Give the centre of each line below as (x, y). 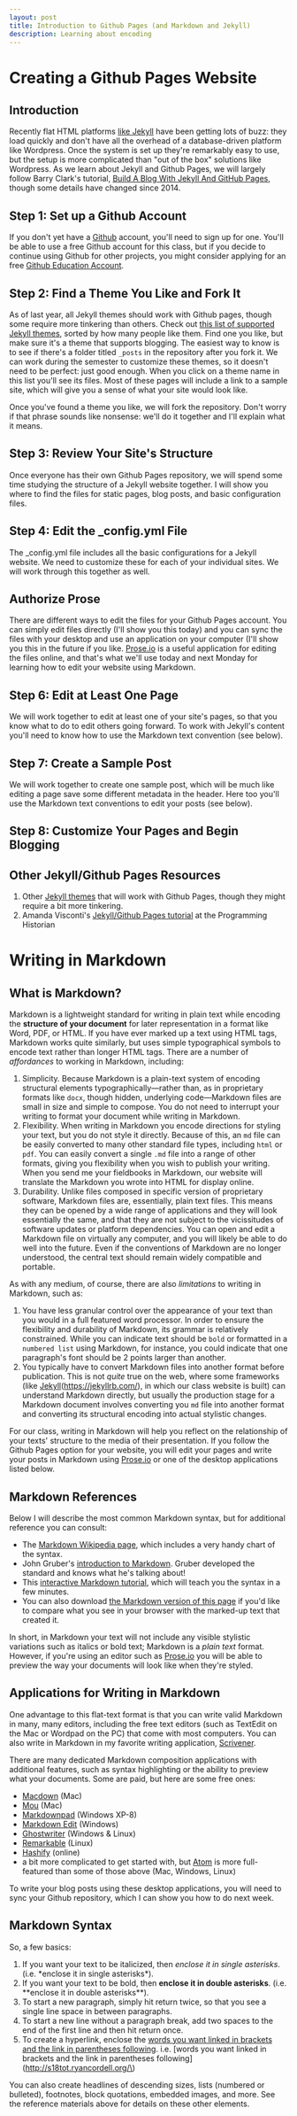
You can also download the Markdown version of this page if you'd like (151, 1601)
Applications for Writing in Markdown (115, 1693)
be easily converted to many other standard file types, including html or (152, 1144)
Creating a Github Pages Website (133, 78)
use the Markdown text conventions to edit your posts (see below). (131, 803)
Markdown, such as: (46, 1293)
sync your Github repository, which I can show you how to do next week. (141, 1897)
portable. (38, 1267)
